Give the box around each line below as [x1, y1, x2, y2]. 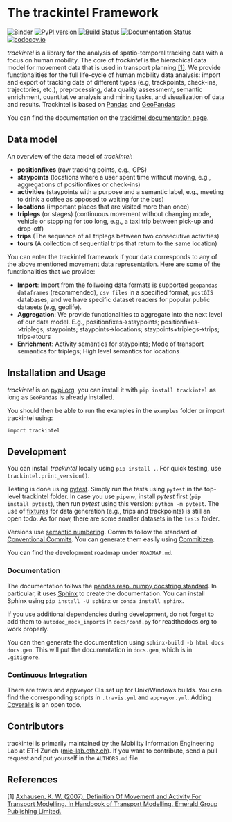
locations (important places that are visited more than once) [17, 202, 190, 211]
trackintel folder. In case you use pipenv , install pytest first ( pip [21, 492, 201, 500]
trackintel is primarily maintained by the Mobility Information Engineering [7, 739, 215, 747]
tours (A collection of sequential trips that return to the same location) [17, 239, 217, 247]
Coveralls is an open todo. [7, 700, 82, 708]
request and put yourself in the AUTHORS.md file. [7, 753, 140, 762]
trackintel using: [7, 414, 53, 422]
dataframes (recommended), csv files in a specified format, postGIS [17, 288, 213, 296]
